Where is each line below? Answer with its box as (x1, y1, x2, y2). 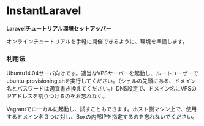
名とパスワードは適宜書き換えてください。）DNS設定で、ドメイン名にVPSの (6, 85, 197, 92)
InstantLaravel (6, 4, 81, 18)
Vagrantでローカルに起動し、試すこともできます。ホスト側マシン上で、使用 (6, 105, 197, 113)
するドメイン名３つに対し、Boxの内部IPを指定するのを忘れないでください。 (6, 113, 198, 120)
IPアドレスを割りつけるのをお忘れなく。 (6, 92, 108, 100)
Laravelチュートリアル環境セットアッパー (6, 24, 111, 32)
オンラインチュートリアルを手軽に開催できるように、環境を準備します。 (6, 37, 188, 45)
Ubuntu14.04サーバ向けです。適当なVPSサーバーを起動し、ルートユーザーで (6, 70, 199, 77)
